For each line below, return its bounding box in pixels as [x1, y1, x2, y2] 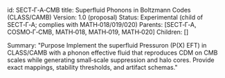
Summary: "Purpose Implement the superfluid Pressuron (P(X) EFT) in [7, 41, 207, 49]
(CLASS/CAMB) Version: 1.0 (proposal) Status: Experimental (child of [7, 13, 204, 21]
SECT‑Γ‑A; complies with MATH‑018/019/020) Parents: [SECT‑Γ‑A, [7, 21, 197, 28]
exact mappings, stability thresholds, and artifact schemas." [7, 64, 178, 71]
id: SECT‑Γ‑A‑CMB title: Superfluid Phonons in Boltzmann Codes [7, 6, 191, 14]
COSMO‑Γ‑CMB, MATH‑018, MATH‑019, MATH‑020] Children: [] [7, 28, 189, 36]
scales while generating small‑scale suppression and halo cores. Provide [7, 56, 215, 64]
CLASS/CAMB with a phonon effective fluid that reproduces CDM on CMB [7, 48, 218, 57]
